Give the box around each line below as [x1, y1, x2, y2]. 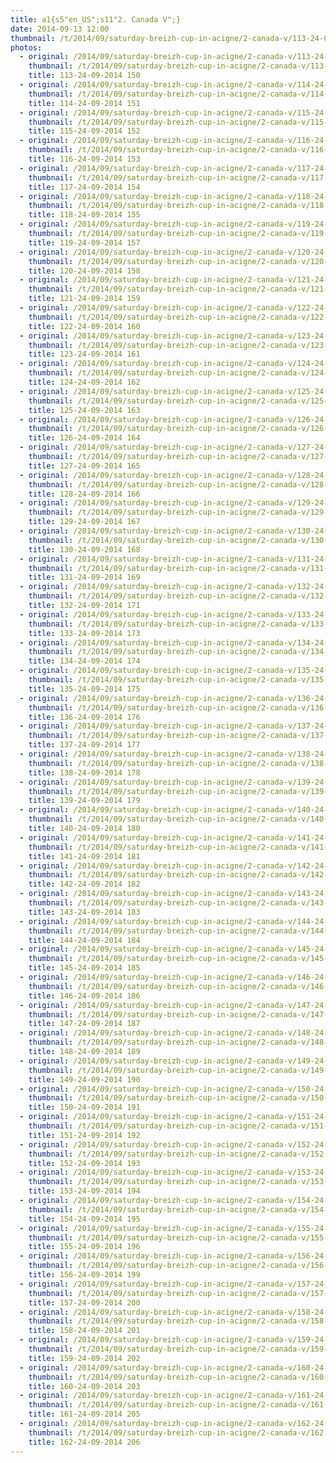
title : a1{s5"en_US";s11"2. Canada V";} [10, 14, 182, 25]
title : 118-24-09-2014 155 [28, 210, 141, 220]
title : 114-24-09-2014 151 [28, 98, 141, 108]
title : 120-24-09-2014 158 [28, 266, 141, 276]
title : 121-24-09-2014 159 [28, 294, 141, 304]
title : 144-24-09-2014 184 [28, 935, 141, 945]
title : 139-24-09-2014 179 [28, 796, 141, 806]
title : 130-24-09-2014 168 [28, 544, 141, 555]
